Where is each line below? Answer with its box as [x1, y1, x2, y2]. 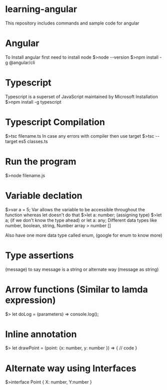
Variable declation [5, 190, 82, 201]
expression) [5, 294, 56, 306]
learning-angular [5, 4, 77, 15]
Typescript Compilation [5, 117, 105, 128]
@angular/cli [9, 59, 35, 66]
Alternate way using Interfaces [5, 362, 136, 374]
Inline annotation [5, 328, 77, 340]
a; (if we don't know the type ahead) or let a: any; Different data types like [5, 217, 157, 223]
